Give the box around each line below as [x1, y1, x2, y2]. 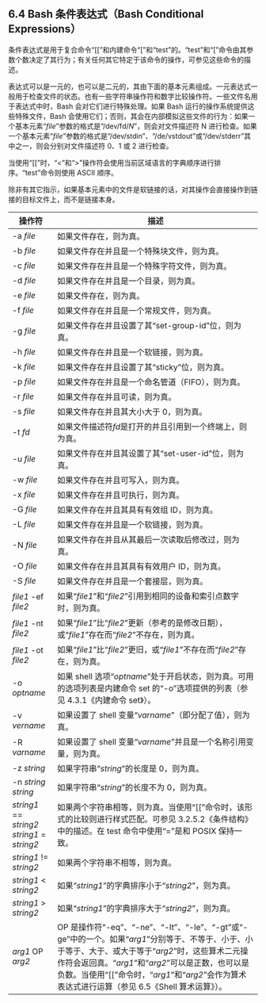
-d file [12, 274, 36, 285]
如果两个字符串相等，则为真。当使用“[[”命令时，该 [56, 802, 245, 813]
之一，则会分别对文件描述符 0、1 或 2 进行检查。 [14, 141, 173, 151]
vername [12, 720, 46, 731]
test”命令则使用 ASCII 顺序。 [25, 167, 119, 177]
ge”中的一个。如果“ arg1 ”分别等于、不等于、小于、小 [56, 933, 253, 944]
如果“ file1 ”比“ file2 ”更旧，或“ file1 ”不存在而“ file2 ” [56, 644, 239, 655]
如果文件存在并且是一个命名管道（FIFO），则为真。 [56, 376, 245, 387]
